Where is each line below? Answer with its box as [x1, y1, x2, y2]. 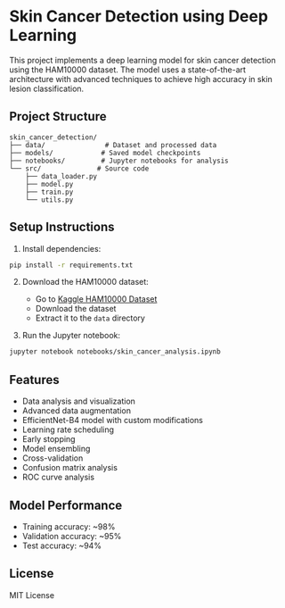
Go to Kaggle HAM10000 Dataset [35, 294, 158, 304]
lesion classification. [9, 83, 85, 94]
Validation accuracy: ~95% [21, 530, 122, 541]
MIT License [9, 589, 55, 600]
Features [9, 372, 60, 387]
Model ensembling [21, 444, 91, 454]
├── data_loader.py [25, 171, 98, 180]
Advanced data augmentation [21, 405, 132, 416]
